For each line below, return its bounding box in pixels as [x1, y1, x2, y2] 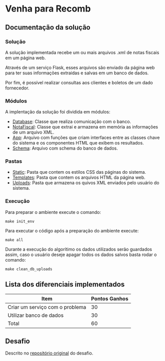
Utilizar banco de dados [7, 312, 64, 319]
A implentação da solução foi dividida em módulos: [5, 109, 110, 115]
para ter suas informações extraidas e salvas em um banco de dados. [5, 70, 149, 76]
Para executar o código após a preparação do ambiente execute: [5, 227, 139, 233]
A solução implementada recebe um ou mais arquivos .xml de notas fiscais [5, 49, 159, 55]
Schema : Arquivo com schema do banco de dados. [12, 145, 118, 151]
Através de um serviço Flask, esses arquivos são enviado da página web [5, 64, 155, 70]
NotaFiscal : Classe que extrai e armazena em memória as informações [12, 124, 158, 130]
